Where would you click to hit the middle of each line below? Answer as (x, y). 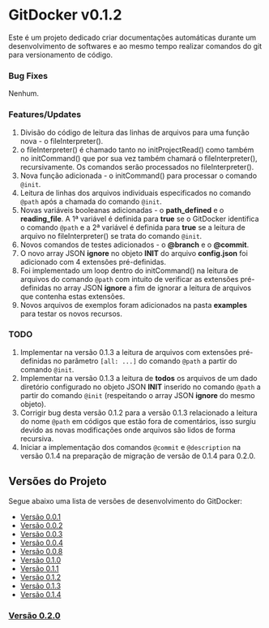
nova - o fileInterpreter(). (62, 141)
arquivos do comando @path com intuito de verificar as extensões (129, 279)
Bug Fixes (28, 76)
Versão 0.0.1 (40, 517)
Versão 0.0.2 (41, 525)
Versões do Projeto (58, 481)
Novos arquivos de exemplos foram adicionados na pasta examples (134, 305)
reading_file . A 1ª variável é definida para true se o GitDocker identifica (139, 219)
